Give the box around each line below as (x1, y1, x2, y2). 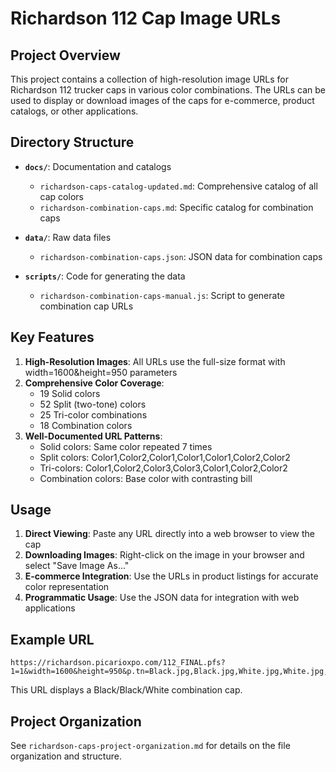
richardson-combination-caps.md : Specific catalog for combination (39, 201, 314, 213)
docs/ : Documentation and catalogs (24, 160, 172, 172)
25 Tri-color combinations (39, 408, 148, 421)
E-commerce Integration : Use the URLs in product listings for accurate (24, 570, 319, 582)
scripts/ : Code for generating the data (24, 270, 186, 282)
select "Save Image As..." (24, 560, 130, 572)
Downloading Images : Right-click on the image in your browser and (24, 549, 305, 561)
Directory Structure (10, 134, 135, 151)
